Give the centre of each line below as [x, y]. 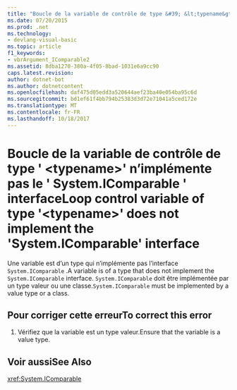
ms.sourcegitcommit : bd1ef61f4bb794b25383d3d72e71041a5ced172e [102, 99]
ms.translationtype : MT [42, 106]
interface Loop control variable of [106, 199]
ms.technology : [30, 33]
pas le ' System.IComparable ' [97, 183]
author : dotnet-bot [36, 79]
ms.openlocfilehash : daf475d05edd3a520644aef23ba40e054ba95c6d [102, 92]
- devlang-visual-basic [42, 40]
